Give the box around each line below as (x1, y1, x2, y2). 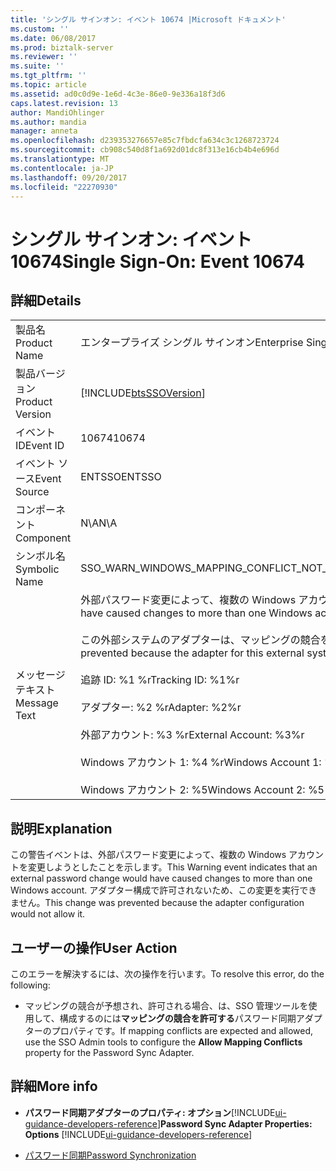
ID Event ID (15, 439, 65, 453)
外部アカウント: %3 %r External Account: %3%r (80, 728, 305, 742)
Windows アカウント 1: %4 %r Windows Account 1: (80, 756, 322, 770)
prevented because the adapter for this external (80, 646, 305, 660)
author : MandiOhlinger (10, 107, 105, 118)
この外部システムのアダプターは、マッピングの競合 (80, 633, 321, 647)
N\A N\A (80, 516, 118, 530)
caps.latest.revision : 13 (10, 98, 118, 108)
